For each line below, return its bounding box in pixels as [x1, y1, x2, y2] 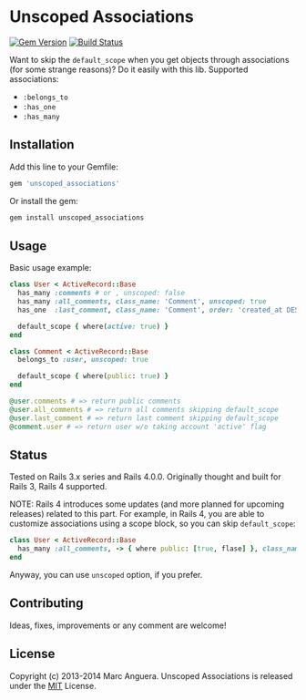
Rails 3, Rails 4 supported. [9, 481, 107, 492]
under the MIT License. [9, 680, 97, 691]
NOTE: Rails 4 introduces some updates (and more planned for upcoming [9, 499, 285, 510]
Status [9, 447, 48, 462]
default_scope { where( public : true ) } [17, 372, 169, 381]
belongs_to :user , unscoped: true [17, 355, 148, 365]
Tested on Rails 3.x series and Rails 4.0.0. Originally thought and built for [9, 471, 281, 482]
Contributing [9, 595, 84, 612]
